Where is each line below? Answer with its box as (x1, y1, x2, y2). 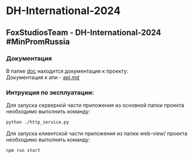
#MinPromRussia (6, 36, 70, 46)
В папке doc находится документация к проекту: (6, 67, 129, 75)
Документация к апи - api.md (6, 73, 80, 80)
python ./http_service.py (6, 119, 69, 126)
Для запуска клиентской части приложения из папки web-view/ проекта (6, 130, 188, 137)
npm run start (6, 148, 41, 154)
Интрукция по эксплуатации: (6, 88, 95, 96)
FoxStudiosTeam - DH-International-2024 (6, 28, 161, 38)
